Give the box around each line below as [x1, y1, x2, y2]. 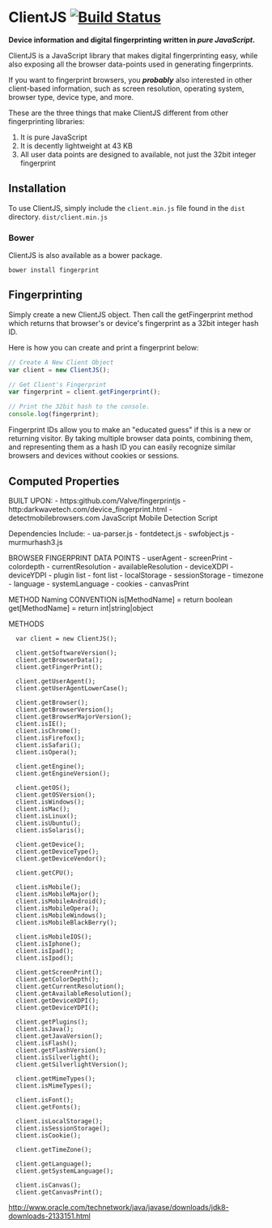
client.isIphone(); [15, 939, 82, 948]
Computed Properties [8, 474, 120, 488]
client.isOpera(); [15, 748, 79, 756]
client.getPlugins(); [15, 1018, 89, 1026]
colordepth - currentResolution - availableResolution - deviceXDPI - [8, 561, 234, 571]
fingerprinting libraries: [8, 116, 85, 126]
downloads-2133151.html [8, 1211, 91, 1221]
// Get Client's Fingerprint [8, 380, 107, 389]
